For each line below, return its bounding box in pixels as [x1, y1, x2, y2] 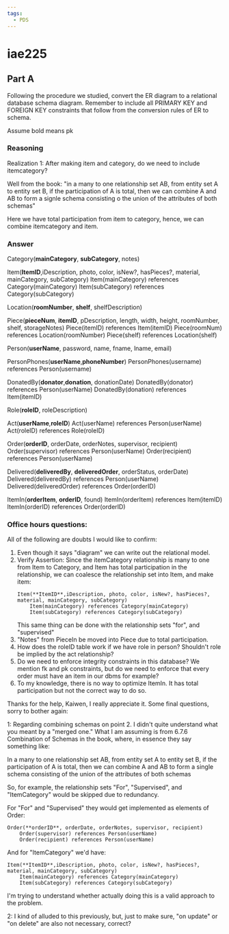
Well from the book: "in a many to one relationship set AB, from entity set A [7, 180, 219, 188]
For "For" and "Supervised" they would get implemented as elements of [7, 804, 210, 812]
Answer [7, 239, 34, 249]
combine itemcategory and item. [7, 222, 99, 230]
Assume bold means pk [7, 126, 74, 134]
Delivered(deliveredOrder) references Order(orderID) [7, 482, 156, 491]
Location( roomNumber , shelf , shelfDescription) [7, 303, 142, 312]
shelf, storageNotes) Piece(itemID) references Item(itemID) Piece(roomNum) [7, 323, 222, 332]
